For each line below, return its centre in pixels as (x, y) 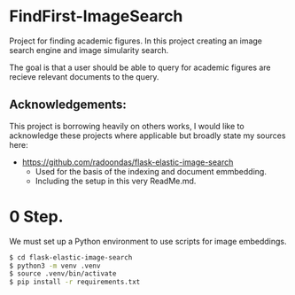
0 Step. (36, 217)
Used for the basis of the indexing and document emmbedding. (151, 171)
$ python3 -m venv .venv (55, 266)
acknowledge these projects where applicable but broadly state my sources (147, 136)
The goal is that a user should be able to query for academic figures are (140, 67)
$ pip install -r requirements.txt (75, 282)
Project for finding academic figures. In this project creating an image (136, 41)
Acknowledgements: (68, 105)
